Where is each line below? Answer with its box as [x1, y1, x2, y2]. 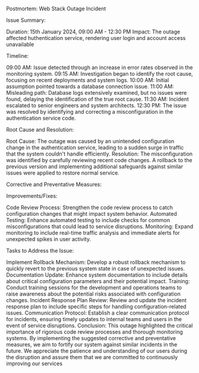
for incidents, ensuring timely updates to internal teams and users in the [6, 316, 182, 322]
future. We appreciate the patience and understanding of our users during [6, 347, 188, 354]
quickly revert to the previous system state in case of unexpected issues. [6, 265, 185, 272]
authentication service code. [6, 114, 76, 122]
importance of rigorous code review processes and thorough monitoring [6, 328, 183, 335]
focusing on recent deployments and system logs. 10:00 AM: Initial [6, 77, 169, 83]
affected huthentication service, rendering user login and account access [6, 35, 186, 41]
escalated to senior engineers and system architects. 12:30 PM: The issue [6, 102, 187, 109]
